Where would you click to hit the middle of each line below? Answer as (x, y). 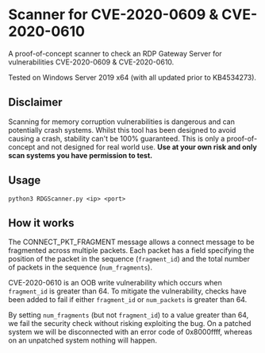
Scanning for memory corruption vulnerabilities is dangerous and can (122, 122)
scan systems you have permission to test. (81, 155)
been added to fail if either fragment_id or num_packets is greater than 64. (128, 300)
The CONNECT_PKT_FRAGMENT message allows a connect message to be (132, 242)
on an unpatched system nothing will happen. (83, 340)
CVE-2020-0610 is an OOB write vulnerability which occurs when (115, 283)
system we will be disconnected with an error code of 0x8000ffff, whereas (130, 332)
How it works (41, 223)
